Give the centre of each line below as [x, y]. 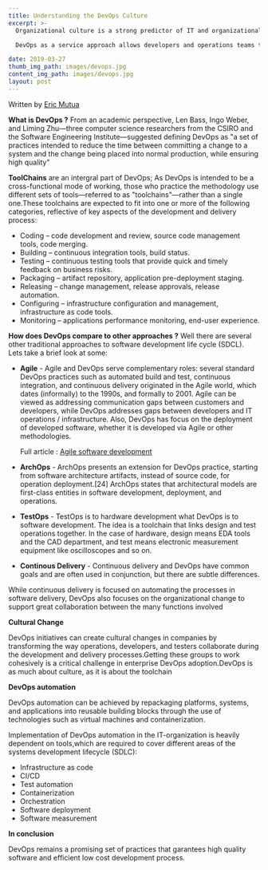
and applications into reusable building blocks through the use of [115, 710]
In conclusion [31, 833]
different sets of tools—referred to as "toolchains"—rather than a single [126, 194]
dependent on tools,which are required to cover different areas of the [122, 743]
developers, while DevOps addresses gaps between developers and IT [136, 410]
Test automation [46, 784]
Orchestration [42, 801]
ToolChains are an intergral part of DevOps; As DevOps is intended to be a [131, 177]
